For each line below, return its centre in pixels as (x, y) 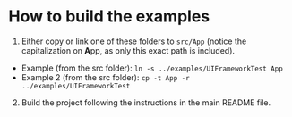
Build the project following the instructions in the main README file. (146, 102)
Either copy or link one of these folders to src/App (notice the (134, 41)
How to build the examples (109, 17)
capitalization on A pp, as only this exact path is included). (128, 50)
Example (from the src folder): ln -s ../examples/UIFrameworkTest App (152, 68)
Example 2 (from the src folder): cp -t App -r (105, 77)
